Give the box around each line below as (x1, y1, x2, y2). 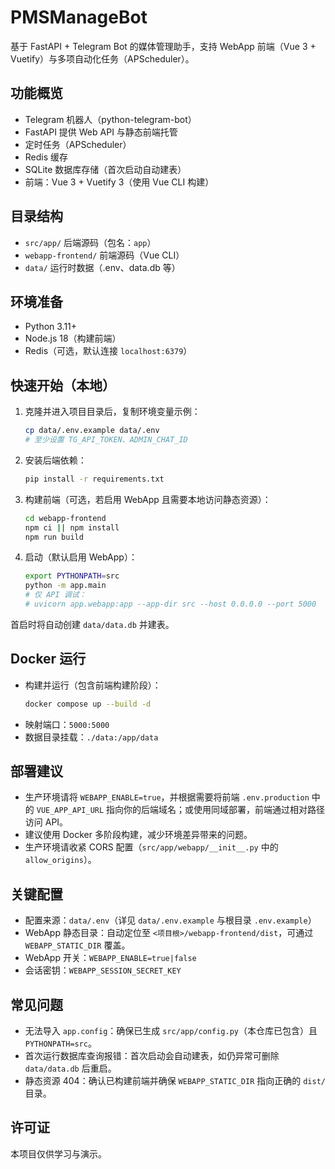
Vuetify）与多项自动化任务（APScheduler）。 (10, 52, 195, 65)
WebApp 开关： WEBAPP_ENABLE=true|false (24, 952, 197, 964)
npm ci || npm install (24, 522, 120, 533)
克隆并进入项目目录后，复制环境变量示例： (24, 406, 201, 418)
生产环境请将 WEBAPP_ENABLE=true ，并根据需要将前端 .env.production (24, 791, 310, 803)
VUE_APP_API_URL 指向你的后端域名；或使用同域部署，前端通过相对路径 (36, 804, 326, 816)
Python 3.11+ (24, 321, 78, 333)
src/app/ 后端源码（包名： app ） (24, 236, 157, 248)
